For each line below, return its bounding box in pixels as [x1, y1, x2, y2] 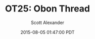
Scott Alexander [30, 19, 65, 25]
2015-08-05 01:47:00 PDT [20, 29, 75, 35]
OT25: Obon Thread [5, 3, 90, 14]
